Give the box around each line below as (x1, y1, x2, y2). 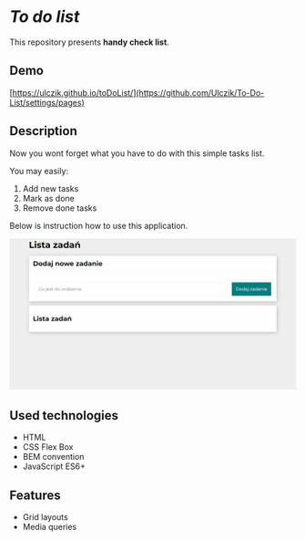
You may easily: (9, 165, 69, 176)
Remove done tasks (22, 203, 97, 213)
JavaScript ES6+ (22, 461, 86, 472)
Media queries (22, 521, 77, 532)
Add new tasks (22, 182, 79, 193)
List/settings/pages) (9, 97, 85, 108)
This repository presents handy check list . (9, 36, 170, 47)
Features (9, 487, 61, 503)
